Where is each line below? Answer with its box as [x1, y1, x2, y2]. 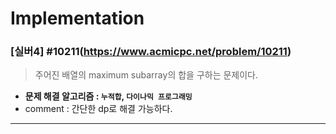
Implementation [10, 7, 145, 30]
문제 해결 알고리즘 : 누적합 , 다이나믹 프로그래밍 [24, 90, 193, 102]
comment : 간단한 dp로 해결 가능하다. [24, 103, 173, 115]
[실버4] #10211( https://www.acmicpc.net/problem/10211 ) [10, 45, 292, 59]
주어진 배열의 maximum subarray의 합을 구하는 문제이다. [34, 69, 259, 81]
